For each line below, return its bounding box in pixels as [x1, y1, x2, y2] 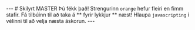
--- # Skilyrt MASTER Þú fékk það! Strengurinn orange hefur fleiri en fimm [6, 5, 184, 12]
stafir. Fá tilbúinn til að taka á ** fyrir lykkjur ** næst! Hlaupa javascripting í [6, 11, 190, 18]
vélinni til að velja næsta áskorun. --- [6, 18, 95, 24]
